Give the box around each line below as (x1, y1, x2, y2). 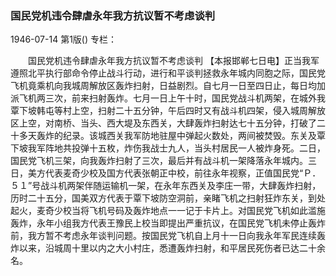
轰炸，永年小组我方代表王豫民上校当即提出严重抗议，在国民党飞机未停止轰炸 (10, 217, 326, 229)
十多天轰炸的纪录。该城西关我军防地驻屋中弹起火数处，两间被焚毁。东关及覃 (10, 130, 326, 142)
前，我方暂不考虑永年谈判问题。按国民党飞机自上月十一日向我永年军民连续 (10, 230, 317, 242)
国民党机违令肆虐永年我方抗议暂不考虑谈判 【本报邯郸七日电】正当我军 (27, 55, 320, 67)
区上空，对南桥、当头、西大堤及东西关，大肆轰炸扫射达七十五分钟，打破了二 (10, 117, 326, 129)
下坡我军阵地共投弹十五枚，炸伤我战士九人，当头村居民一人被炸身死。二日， (10, 142, 326, 154)
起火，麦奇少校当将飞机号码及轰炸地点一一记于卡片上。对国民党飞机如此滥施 (10, 205, 326, 217)
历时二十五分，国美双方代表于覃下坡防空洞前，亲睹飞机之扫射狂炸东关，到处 (10, 192, 326, 204)
